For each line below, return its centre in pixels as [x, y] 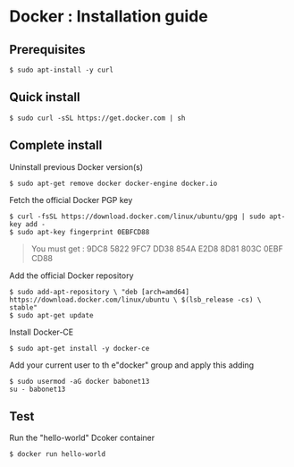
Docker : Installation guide [109, 17]
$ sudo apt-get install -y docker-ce [80, 348]
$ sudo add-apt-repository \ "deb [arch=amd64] [100, 292]
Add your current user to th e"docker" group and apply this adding [132, 365]
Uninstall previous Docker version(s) [76, 166]
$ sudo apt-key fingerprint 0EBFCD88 [80, 232]
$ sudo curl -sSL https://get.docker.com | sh [97, 118]
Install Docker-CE [42, 332]
